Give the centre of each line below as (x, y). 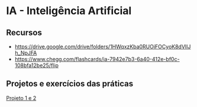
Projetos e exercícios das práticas (70, 84)
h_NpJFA (26, 53)
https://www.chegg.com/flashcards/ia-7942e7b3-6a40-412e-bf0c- (97, 59)
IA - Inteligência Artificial (69, 11)
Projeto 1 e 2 (21, 98)
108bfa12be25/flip (37, 65)
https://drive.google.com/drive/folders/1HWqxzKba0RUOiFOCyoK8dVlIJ (103, 46)
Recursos (24, 33)
